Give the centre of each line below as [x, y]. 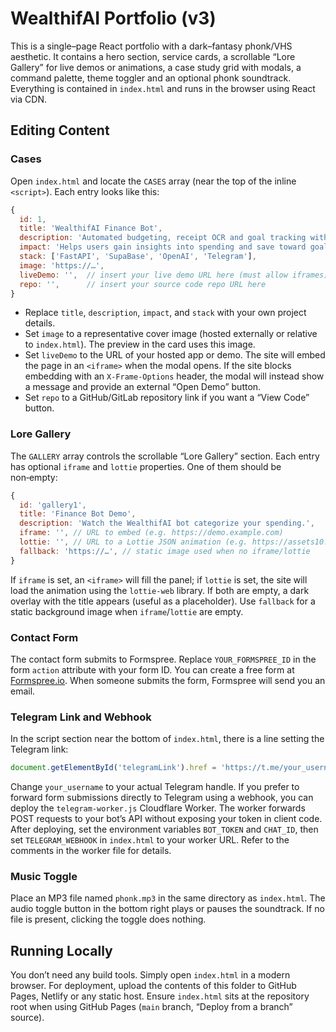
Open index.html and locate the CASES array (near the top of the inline [153, 181]
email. [23, 691]
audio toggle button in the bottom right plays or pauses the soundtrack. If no [167, 909]
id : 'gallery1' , [53, 505]
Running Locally [61, 950]
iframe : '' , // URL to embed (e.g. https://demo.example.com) [151, 533]
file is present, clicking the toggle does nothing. [108, 919]
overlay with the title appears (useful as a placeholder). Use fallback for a [163, 601]
